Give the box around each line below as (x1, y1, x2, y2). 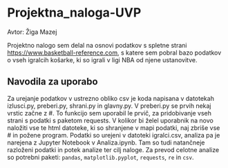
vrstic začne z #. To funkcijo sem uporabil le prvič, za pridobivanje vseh (7, 109, 212, 117)
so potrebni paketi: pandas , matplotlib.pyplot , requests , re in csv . (7, 153, 194, 161)
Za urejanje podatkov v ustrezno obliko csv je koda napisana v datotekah (7, 94, 214, 102)
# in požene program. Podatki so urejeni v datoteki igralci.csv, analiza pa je (7, 131, 220, 139)
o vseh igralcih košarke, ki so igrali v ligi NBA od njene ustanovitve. (7, 55, 198, 64)
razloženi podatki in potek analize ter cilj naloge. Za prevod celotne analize (7, 145, 220, 153)
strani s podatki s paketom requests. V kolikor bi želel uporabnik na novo (7, 116, 214, 124)
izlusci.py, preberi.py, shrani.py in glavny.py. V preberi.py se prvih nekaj (7, 102, 211, 110)
